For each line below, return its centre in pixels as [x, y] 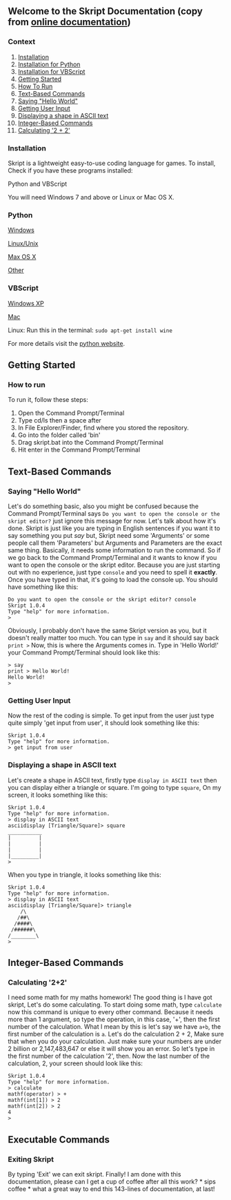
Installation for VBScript [51, 71]
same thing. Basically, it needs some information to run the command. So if [114, 550]
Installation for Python [49, 64]
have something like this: [43, 587]
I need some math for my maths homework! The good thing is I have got [110, 998]
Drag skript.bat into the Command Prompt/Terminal [91, 443]
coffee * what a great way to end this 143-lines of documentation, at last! [112, 1189]
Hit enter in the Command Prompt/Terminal [79, 450]
